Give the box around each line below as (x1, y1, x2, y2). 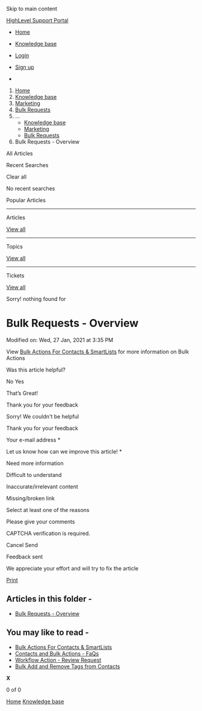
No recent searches (6, 185, 55, 192)
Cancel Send (6, 541, 38, 548)
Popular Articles (6, 197, 46, 204)
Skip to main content (6, 5, 58, 12)
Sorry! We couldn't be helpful (6, 412, 79, 420)
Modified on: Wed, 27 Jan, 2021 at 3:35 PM (6, 336, 114, 343)
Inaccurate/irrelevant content (6, 482, 78, 490)
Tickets (6, 272, 25, 279)
